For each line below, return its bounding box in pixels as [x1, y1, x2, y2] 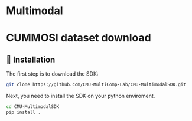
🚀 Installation [6, 54, 56, 64]
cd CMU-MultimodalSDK [6, 104, 60, 110]
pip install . [6, 109, 41, 115]
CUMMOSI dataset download [6, 31, 152, 45]
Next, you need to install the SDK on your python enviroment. [6, 93, 155, 100]
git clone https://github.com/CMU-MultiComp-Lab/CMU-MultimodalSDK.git [6, 81, 186, 88]
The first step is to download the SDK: [6, 70, 99, 77]
